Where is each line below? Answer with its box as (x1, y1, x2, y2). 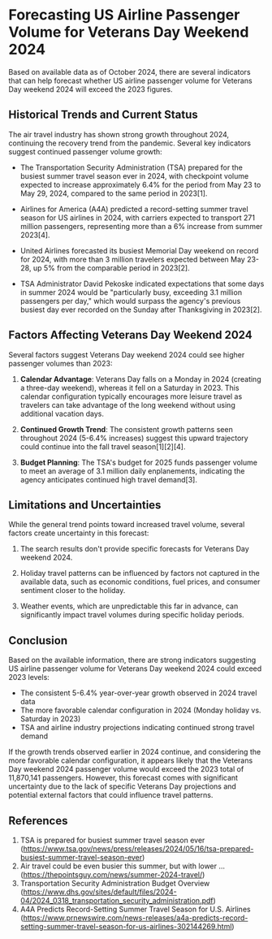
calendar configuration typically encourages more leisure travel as (19, 392, 243, 401)
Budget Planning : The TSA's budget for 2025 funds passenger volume (19, 457, 258, 467)
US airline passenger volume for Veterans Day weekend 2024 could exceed (8, 664, 262, 673)
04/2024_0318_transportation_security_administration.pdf (19, 896, 214, 905)
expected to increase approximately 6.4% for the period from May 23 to (19, 180, 261, 189)
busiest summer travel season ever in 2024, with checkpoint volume (19, 171, 249, 180)
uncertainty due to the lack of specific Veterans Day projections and (8, 781, 237, 791)
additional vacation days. (19, 409, 104, 418)
